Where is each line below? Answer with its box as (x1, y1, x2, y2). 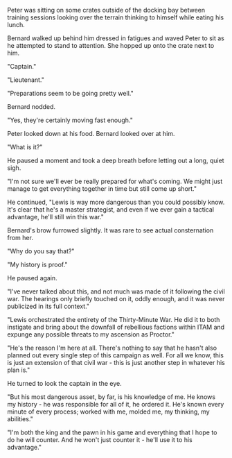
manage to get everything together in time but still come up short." (7, 185, 197, 193)
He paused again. (7, 274, 57, 282)
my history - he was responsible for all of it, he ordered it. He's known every (7, 400, 224, 408)
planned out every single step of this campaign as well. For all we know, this (7, 351, 224, 359)
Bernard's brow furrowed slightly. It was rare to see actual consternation (7, 226, 214, 235)
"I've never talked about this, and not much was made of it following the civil (7, 287, 225, 296)
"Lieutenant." (7, 76, 45, 84)
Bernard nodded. (7, 103, 56, 110)
